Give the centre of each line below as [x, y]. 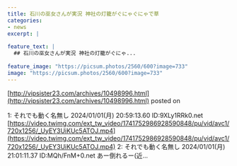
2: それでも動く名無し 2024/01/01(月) [171, 146]
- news [17, 27]
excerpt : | [23, 34]
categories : [25, 20]
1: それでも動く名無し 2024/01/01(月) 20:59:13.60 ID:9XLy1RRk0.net [105, 115]
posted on [166, 100]
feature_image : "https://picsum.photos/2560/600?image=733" [98, 66]
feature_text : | [31, 47]
